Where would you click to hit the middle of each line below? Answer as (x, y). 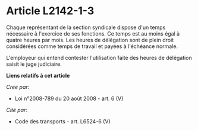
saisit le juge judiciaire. (34, 64)
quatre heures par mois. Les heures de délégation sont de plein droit (90, 40)
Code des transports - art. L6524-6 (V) (63, 121)
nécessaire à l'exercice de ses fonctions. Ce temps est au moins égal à (93, 33)
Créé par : (18, 87)
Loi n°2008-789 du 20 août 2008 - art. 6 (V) (69, 98)
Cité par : (17, 110)
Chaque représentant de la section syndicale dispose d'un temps (86, 27)
